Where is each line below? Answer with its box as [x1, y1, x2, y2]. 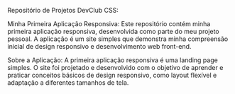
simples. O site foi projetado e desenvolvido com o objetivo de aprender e [7, 64, 224, 71]
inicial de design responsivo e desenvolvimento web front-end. [7, 42, 192, 50]
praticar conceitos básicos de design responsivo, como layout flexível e [7, 71, 217, 79]
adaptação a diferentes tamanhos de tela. [7, 78, 129, 87]
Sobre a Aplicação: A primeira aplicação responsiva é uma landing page [7, 56, 218, 64]
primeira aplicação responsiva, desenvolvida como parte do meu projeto [7, 28, 219, 35]
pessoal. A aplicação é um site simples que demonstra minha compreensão [7, 35, 229, 43]
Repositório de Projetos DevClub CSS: [7, 6, 119, 14]
